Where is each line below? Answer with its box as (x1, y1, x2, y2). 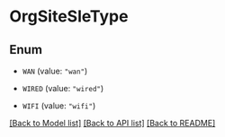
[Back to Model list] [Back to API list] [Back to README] (9, 118, 216, 128)
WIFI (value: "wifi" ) (22, 100, 96, 111)
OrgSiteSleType (9, 6, 129, 27)
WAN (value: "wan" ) (22, 65, 88, 76)
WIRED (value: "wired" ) (22, 83, 104, 93)
